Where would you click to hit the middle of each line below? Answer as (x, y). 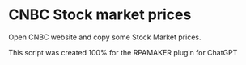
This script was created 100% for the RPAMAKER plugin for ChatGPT (123, 52)
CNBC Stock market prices (100, 15)
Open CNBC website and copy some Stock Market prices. (105, 37)
